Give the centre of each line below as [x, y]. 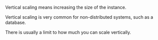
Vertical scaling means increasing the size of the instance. [66, 7]
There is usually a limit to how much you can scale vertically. [68, 32]
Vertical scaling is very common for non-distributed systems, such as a [79, 17]
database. [16, 23]
